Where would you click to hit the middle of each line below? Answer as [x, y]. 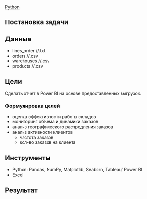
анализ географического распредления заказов [63, 127]
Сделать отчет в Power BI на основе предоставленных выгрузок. [73, 93]
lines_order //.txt [29, 51]
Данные [18, 39]
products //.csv [27, 66]
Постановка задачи [37, 22]
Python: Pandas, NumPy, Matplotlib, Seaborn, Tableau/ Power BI [77, 170]
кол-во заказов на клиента [48, 142]
